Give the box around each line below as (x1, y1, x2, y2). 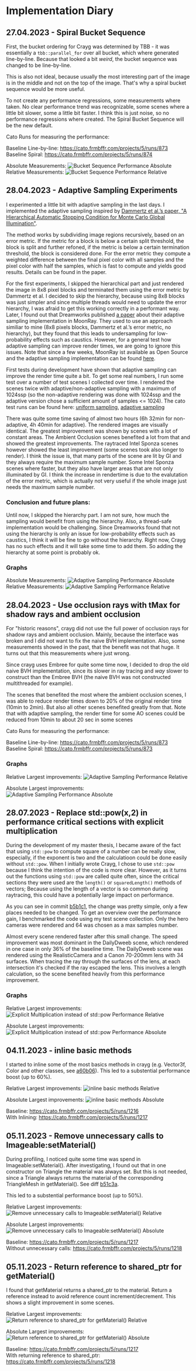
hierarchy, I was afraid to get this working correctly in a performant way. (6, 305, 180, 312)
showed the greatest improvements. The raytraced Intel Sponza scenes (6, 440, 178, 447)
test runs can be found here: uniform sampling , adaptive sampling (6, 403, 165, 410)
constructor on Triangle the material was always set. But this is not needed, (6, 1168, 188, 1175)
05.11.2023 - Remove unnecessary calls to (6, 1131, 164, 1141)
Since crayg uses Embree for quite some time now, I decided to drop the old (6, 661, 189, 668)
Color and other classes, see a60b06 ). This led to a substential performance (6, 1067, 190, 1075)
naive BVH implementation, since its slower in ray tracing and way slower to (6, 667, 189, 674)
